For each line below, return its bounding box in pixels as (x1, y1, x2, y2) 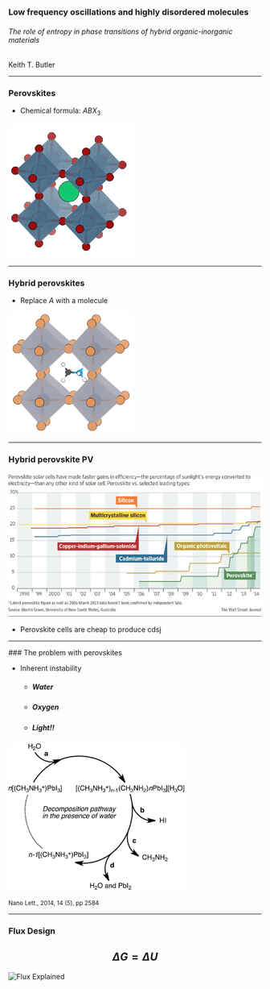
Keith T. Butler (8, 60, 55, 70)
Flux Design (8, 925, 56, 937)
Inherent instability (19, 663, 82, 673)
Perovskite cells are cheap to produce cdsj (19, 625, 162, 634)
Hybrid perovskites (8, 277, 85, 289)
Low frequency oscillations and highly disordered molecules (8, 6, 249, 18)
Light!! (31, 722, 55, 732)
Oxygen (31, 702, 59, 712)
